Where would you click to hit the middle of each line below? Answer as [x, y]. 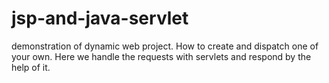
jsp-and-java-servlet [100, 18]
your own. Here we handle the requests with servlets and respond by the [161, 56]
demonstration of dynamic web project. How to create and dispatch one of [165, 46]
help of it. [31, 67]
